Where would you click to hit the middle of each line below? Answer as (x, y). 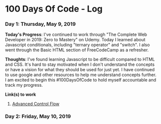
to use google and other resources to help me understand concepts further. (81, 75)
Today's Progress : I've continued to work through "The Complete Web (76, 34)
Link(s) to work (21, 94)
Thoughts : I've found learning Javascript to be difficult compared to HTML (80, 60)
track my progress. (24, 85)
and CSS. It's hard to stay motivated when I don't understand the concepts (80, 64)
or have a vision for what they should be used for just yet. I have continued (80, 70)
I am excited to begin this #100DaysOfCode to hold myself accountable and (81, 80)
